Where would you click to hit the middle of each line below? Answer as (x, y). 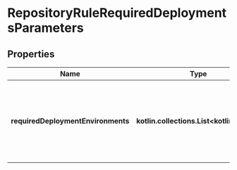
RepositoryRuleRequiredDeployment (117, 13)
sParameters (45, 28)
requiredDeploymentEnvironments (70, 121)
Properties (31, 54)
